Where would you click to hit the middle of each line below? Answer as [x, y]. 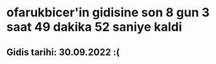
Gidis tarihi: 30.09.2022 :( [63, 52]
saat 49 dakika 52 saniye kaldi [94, 27]
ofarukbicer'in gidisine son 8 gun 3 [108, 13]
